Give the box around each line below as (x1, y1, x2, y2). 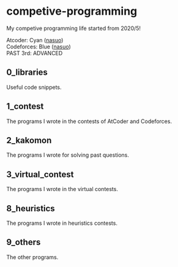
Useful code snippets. (6, 83, 62, 91)
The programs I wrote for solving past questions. (6, 151, 130, 159)
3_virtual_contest (6, 169, 74, 179)
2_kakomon (6, 135, 52, 145)
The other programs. (6, 253, 59, 261)
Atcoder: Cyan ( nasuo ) (6, 36, 64, 43)
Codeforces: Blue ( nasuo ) (6, 43, 72, 50)
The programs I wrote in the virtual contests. (6, 186, 118, 193)
